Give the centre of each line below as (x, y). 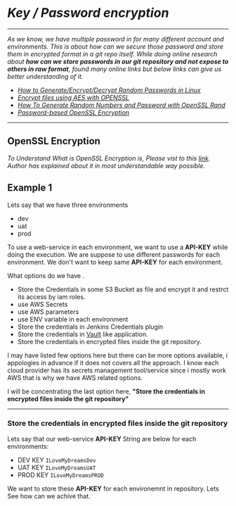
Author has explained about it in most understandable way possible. (106, 165)
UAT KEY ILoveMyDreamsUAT (57, 467)
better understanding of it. (45, 76)
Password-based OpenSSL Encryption (73, 112)
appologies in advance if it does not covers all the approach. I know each (113, 362)
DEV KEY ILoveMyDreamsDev (57, 460)
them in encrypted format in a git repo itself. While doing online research (112, 53)
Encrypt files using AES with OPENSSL (73, 97)
